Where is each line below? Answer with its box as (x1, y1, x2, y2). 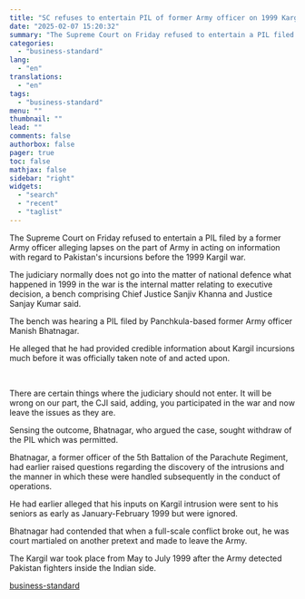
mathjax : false (9, 165, 67, 174)
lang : (9, 55, 30, 64)
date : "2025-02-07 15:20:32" (9, 22, 120, 31)
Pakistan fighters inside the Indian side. (9, 562, 157, 573)
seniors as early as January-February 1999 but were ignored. (9, 507, 239, 518)
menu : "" (9, 106, 43, 115)
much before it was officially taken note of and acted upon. (9, 352, 230, 363)
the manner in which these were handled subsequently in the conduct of (9, 471, 281, 482)
